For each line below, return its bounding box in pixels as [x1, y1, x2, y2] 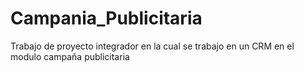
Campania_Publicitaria [10, 7, 203, 30]
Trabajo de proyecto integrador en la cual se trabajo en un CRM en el [10, 40, 295, 52]
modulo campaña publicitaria [10, 50, 130, 62]
